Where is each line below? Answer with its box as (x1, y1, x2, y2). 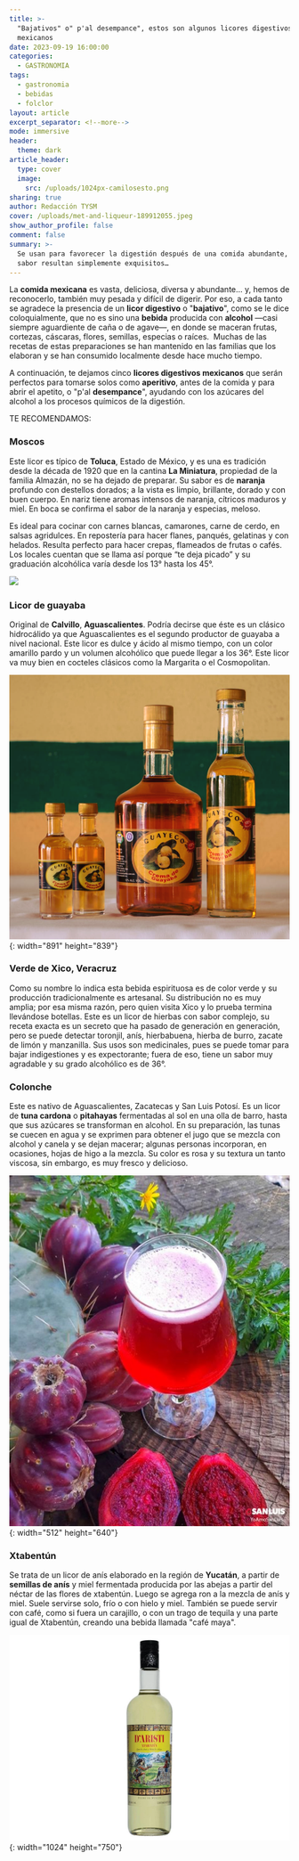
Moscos (9, 436, 45, 448)
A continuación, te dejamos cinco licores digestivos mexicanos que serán (9, 368, 283, 379)
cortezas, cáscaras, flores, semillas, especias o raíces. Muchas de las (9, 331, 267, 342)
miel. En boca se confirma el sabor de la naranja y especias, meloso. (9, 503, 261, 514)
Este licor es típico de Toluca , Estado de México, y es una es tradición (9, 455, 267, 467)
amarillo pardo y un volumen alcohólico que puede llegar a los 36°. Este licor (9, 647, 290, 658)
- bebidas (17, 89, 53, 98)
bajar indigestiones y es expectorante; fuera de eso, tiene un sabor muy (9, 1049, 273, 1059)
